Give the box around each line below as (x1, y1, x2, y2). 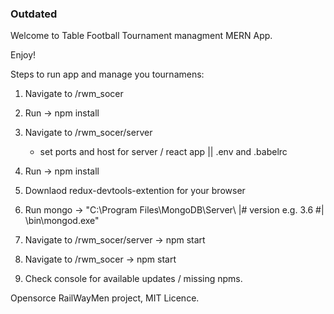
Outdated (10, 7, 58, 21)
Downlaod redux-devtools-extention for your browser (24, 185, 246, 197)
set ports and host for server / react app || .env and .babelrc (39, 146, 288, 158)
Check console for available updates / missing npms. (24, 273, 243, 285)
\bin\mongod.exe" (24, 215, 100, 227)
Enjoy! (10, 49, 37, 61)
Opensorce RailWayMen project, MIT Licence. (10, 292, 200, 304)
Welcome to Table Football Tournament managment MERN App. (10, 30, 273, 42)
